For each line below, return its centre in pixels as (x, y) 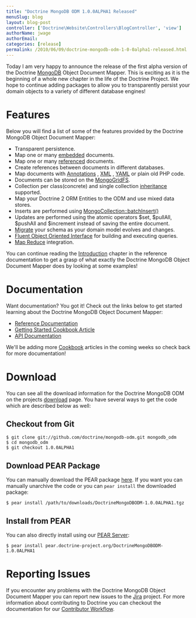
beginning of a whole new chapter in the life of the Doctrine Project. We (92, 78)
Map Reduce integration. (44, 242)
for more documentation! (36, 353)
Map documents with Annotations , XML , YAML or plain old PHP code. (100, 173)
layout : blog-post (28, 22)
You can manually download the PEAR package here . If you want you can (94, 480)
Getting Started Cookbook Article (55, 329)
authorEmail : (22, 39)
